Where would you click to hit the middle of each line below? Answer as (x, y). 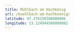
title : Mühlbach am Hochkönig (36, 9)
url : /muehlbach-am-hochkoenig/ (37, 14)
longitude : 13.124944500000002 (37, 23)
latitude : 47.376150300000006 (36, 18)
